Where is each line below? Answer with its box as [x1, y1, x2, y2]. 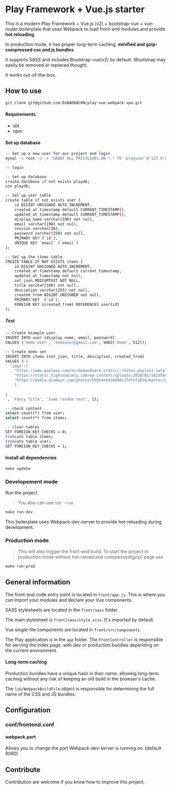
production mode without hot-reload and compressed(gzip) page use [17, 554, 164, 560]
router [5, 26, 18, 32]
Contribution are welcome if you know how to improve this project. [5, 779, 145, 785]
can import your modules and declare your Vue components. [5, 596, 133, 603]
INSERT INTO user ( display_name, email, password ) [5, 336, 115, 341]
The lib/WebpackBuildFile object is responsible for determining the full [5, 685, 154, 691]
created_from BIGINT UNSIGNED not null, [14, 292, 101, 297]
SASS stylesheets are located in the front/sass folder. [5, 607, 119, 613]
